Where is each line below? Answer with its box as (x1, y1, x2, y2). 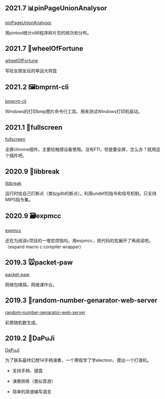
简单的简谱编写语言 (12, 389, 52, 395)
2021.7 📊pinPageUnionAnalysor (5, 4, 107, 12)
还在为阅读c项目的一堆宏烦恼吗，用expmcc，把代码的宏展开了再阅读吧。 (5, 237, 154, 243)
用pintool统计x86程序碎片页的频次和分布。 (5, 30, 92, 36)
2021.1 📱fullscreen (5, 123, 63, 132)
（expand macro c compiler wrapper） (5, 244, 84, 250)
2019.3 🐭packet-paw (5, 258, 73, 267)
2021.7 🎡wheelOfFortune (5, 44, 84, 53)
